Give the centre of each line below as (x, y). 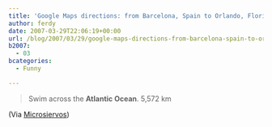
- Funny (29, 69)
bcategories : (30, 61)
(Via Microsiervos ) (39, 114)
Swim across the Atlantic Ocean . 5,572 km (100, 99)
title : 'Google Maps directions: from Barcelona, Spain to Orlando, (126, 16)
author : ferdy (32, 23)
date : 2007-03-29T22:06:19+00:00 (65, 31)
